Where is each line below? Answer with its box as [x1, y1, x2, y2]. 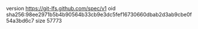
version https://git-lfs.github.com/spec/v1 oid [6, 5, 116, 12]
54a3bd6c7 [6, 17, 34, 24]
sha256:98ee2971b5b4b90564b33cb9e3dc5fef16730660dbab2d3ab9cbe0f [6, 11, 192, 18]
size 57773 [35, 17, 62, 24]
